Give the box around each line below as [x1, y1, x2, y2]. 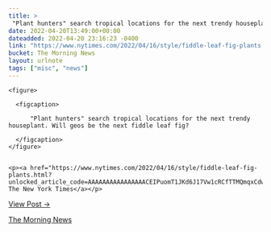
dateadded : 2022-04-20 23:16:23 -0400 [8, 34, 139, 43]
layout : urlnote [8, 57, 63, 65]
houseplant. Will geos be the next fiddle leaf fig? [8, 122, 190, 130]
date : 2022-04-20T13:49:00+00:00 [8, 27, 121, 35]
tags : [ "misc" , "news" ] [8, 64, 89, 72]
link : [8, 42, 27, 50]
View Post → [8, 199, 51, 209]
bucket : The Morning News [8, 49, 95, 57]
